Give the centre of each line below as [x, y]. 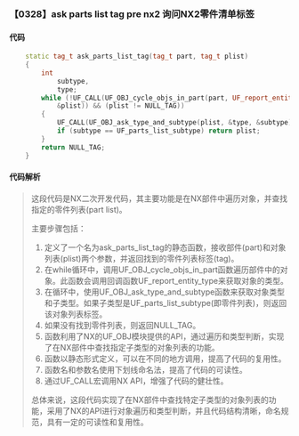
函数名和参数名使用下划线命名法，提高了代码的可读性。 [145, 369]
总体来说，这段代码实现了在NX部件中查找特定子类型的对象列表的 [149, 400]
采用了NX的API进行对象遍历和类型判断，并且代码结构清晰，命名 [164, 410]
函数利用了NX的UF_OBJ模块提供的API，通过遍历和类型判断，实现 [164, 336]
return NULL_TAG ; [73, 147]
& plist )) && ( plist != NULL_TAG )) [121, 106]
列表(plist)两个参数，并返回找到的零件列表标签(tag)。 [141, 258]
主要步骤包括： [58, 228]
